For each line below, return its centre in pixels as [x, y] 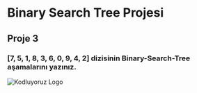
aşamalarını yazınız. [42, 67]
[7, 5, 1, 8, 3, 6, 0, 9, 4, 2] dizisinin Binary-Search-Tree [99, 58]
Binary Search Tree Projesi [86, 13]
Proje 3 [23, 39]
